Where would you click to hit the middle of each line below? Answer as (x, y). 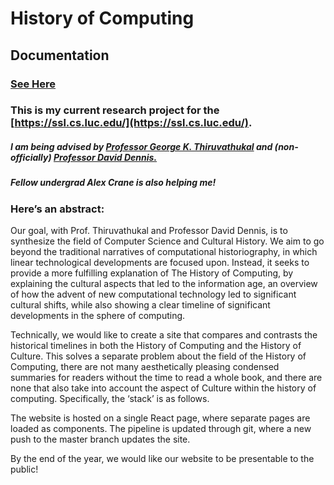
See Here (33, 84)
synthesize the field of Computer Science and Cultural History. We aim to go (167, 241)
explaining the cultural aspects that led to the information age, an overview (164, 284)
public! (24, 469)
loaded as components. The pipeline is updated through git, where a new (161, 429)
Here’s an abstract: (57, 209)
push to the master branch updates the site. (100, 439)
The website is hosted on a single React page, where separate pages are (160, 418)
